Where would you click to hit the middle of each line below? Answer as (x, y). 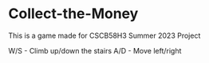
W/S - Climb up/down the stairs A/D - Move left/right (95, 50)
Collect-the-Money (73, 14)
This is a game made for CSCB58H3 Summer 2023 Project (104, 35)
